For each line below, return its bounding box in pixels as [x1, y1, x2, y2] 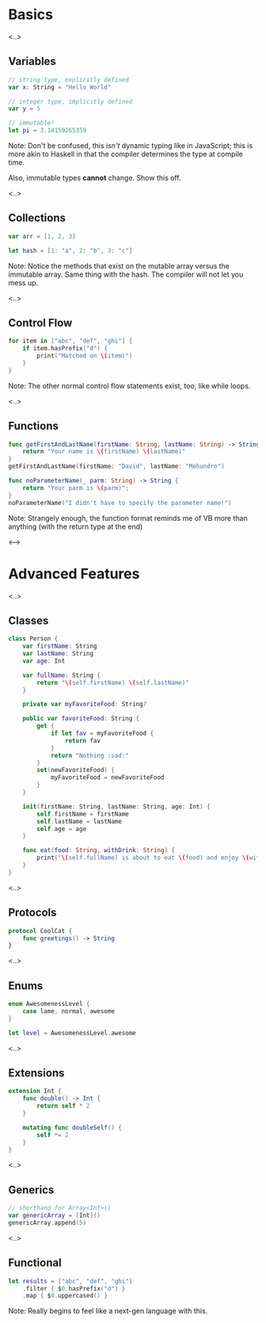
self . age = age [36, 824, 87, 833]
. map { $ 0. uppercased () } [22, 1292, 108, 1300]
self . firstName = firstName [36, 810, 129, 818]
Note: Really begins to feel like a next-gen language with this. [8, 1306, 208, 1316]
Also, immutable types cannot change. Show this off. [8, 173, 181, 182]
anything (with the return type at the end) [8, 522, 143, 531]
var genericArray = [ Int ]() [8, 1211, 101, 1220]
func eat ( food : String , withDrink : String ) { [22, 847, 176, 855]
